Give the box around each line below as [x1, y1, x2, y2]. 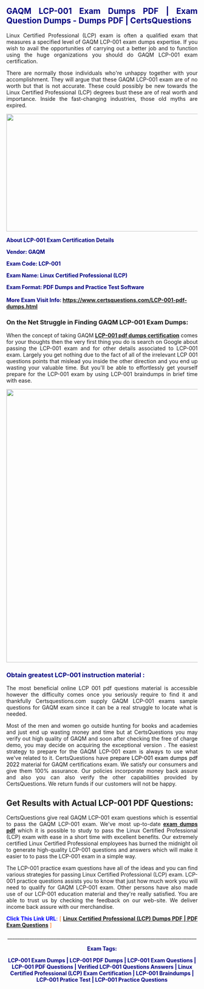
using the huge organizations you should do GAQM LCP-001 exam [6, 51, 198, 58]
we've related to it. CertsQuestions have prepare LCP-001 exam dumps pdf [6, 755, 198, 762]
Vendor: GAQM [6, 248, 46, 255]
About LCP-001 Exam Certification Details [6, 236, 114, 244]
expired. [6, 101, 27, 109]
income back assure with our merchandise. [6, 903, 114, 911]
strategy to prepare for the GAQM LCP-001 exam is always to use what [6, 748, 198, 755]
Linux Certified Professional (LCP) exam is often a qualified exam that [6, 32, 198, 39]
